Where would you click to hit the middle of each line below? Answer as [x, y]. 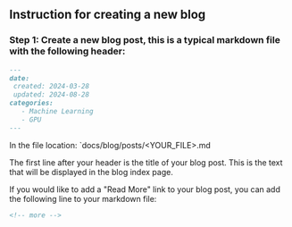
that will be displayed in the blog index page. [92, 172]
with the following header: [67, 51]
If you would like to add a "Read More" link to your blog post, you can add [145, 189]
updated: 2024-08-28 [51, 95]
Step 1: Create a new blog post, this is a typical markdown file [145, 40]
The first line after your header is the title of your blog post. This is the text [146, 162]
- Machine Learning [57, 112]
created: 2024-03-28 [51, 87]
